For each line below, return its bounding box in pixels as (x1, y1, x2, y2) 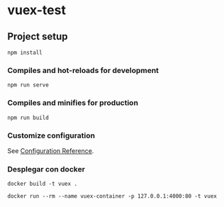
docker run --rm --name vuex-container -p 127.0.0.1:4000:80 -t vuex (7, 193, 218, 200)
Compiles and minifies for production (7, 98, 138, 108)
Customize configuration (7, 130, 96, 140)
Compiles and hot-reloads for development (7, 65, 159, 75)
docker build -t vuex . (7, 180, 78, 188)
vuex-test (7, 2, 66, 18)
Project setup (7, 30, 69, 43)
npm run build (7, 114, 50, 121)
